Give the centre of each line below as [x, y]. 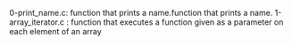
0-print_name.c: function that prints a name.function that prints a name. [141, 13]
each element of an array [56, 31]
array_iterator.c [37, 22]
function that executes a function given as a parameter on [177, 22]
